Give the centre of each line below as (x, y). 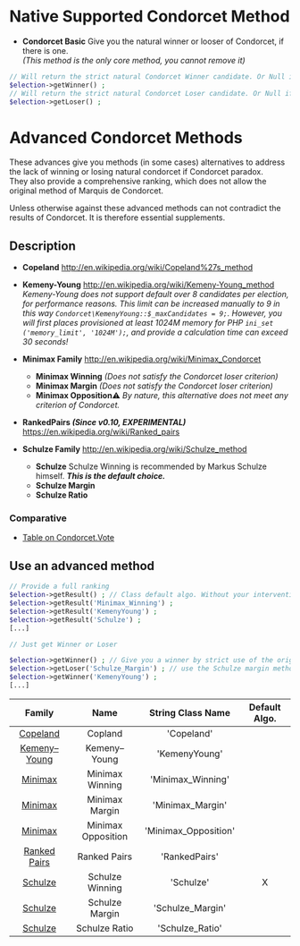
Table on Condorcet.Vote (68, 538)
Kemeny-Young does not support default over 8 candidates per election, (155, 294)
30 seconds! (45, 342)
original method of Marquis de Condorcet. (86, 191)
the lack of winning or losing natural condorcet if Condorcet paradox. (136, 172)
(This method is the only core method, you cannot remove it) (133, 60)
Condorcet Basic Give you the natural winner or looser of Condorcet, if (153, 41)
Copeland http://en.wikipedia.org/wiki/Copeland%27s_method (137, 268)
